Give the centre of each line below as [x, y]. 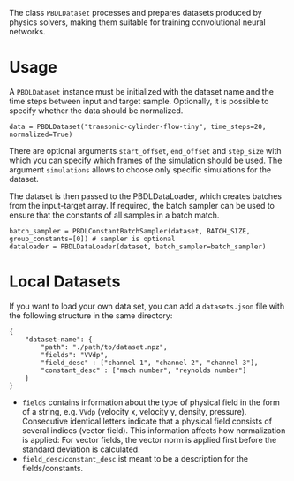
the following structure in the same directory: [91, 315]
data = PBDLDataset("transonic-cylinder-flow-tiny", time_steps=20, [138, 126]
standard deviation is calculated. [81, 449]
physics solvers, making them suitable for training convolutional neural [138, 22]
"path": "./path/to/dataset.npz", [104, 347]
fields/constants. [53, 468]
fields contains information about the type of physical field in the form [151, 402]
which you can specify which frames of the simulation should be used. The [146, 160]
